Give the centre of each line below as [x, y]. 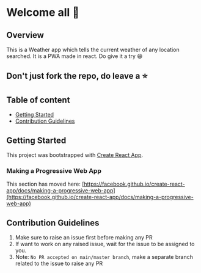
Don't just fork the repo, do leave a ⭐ [77, 76]
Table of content [38, 100]
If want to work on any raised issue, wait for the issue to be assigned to [105, 244]
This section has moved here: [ [45, 184]
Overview [25, 35]
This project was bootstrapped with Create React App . [75, 155]
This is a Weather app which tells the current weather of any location [93, 49]
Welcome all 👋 [43, 13]
